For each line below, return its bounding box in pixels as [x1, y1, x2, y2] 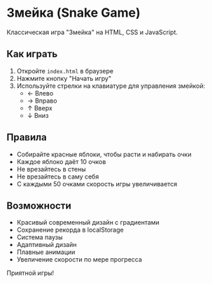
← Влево [27, 89, 54, 97]
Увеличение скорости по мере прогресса [16, 255, 143, 264]
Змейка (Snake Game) [6, 5, 141, 21]
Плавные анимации [16, 248, 76, 256]
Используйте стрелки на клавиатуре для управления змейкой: [16, 82, 206, 90]
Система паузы [16, 233, 64, 241]
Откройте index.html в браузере [16, 66, 113, 75]
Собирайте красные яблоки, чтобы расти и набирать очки [16, 150, 192, 158]
